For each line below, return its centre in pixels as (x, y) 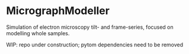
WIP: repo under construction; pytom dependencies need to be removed (95, 45)
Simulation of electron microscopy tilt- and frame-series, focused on (90, 27)
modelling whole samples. (38, 33)
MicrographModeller (58, 11)
